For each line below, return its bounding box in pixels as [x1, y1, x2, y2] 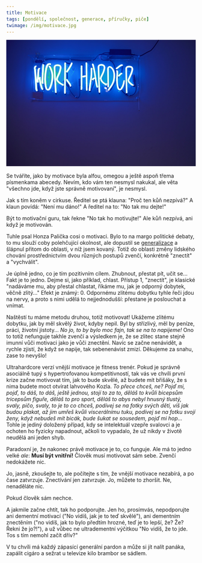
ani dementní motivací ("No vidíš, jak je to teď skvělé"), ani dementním [6, 512, 180, 520]
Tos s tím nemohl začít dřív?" [6, 532, 78, 539]
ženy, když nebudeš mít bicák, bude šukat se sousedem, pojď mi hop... [6, 415, 183, 422]
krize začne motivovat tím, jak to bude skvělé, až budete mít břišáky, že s [6, 377, 188, 384]
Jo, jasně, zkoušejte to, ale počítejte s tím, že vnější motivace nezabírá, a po [6, 470, 194, 478]
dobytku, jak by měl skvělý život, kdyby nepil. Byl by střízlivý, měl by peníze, [6, 320, 195, 327]
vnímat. [6, 302, 25, 309]
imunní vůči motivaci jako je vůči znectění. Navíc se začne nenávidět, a [6, 339, 182, 346]
